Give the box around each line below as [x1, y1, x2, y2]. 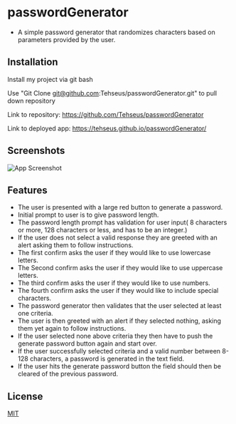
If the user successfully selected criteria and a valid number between [17, 347, 221, 356]
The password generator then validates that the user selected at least [17, 301, 222, 310]
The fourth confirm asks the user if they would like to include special [17, 286, 219, 295]
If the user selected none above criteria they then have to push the [17, 332, 213, 341]
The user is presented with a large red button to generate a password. [17, 203, 223, 212]
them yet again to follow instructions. [17, 324, 127, 333]
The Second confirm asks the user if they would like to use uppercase [17, 264, 223, 272]
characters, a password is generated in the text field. [29, 354, 185, 363]
